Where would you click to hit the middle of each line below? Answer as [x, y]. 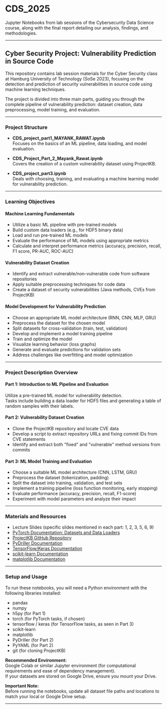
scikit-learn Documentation [40, 554]
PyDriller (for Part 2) [33, 640]
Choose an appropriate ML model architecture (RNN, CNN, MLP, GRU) [84, 317]
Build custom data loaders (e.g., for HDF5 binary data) [68, 230]
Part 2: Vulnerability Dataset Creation [45, 417]
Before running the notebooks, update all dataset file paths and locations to [83, 691]
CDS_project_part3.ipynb [39, 173]
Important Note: [22, 686]
